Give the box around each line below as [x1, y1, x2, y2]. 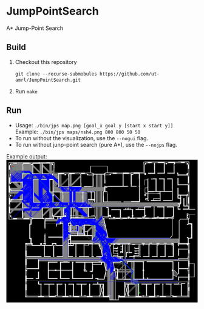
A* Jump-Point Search [6, 24, 64, 32]
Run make [15, 87, 38, 95]
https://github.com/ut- [99, 71, 160, 77]
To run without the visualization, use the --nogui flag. [15, 134, 149, 141]
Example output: [6, 152, 47, 160]
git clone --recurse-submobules [15, 71, 97, 77]
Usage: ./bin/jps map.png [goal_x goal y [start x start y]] [15, 121, 174, 129]
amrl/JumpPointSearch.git [15, 77, 81, 83]
